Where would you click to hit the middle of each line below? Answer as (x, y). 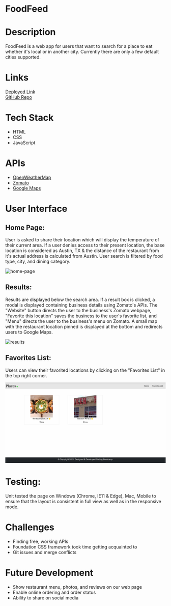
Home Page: (25, 227)
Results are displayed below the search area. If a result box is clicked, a (80, 299)
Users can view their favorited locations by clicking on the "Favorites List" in (85, 370)
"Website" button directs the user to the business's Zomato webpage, (78, 310)
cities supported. (23, 57)
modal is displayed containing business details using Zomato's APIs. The (81, 305)
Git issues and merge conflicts (45, 552)
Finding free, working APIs (40, 541)
